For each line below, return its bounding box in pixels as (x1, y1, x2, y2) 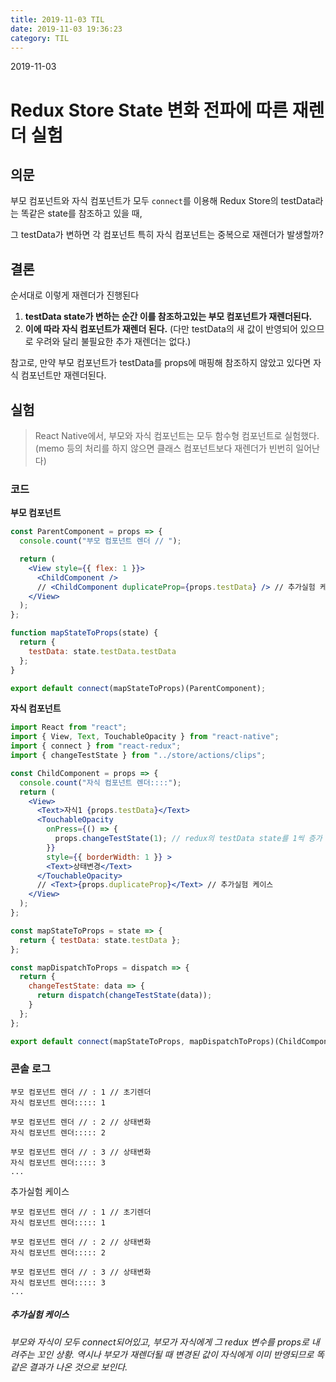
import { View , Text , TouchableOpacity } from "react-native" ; (10, 732, 280, 742)
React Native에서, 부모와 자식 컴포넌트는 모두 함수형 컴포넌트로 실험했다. (34, 430, 320, 441)
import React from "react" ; (10, 722, 128, 733)
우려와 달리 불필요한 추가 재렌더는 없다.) (35, 336, 192, 348)
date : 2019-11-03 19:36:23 (10, 24, 123, 34)
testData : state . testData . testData (28, 646, 177, 656)
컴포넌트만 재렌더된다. (20, 369, 107, 381)
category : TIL (10, 33, 70, 43)
